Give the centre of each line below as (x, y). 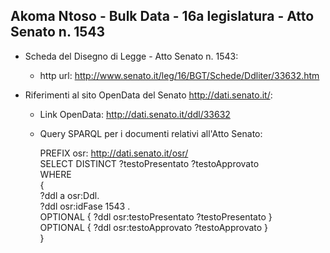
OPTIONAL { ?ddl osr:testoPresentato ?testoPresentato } (156, 216)
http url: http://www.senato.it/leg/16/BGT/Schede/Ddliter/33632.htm (179, 75)
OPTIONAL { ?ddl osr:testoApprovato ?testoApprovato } (154, 227)
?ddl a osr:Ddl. (69, 195)
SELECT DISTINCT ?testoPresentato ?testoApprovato (149, 163)
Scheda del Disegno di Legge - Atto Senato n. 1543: (131, 56)
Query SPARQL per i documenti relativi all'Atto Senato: (151, 133)
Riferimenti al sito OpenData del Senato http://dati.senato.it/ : (148, 95)
